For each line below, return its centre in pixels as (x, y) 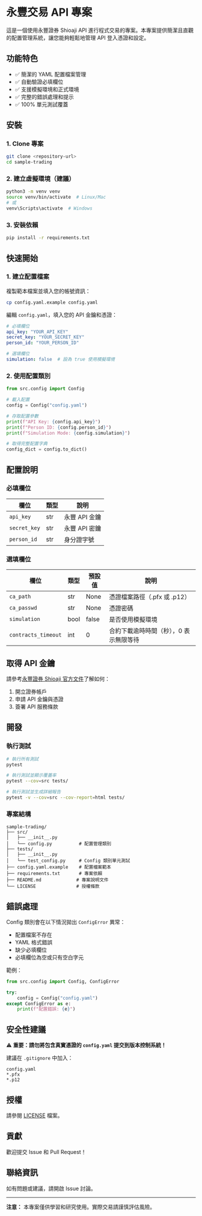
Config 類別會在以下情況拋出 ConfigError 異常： (66, 921)
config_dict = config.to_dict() (47, 449)
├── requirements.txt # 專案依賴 (54, 874)
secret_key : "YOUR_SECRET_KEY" (45, 337)
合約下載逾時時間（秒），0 (146, 631)
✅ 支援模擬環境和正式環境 (47, 89)
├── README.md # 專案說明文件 (57, 880)
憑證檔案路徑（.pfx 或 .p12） (150, 597)
